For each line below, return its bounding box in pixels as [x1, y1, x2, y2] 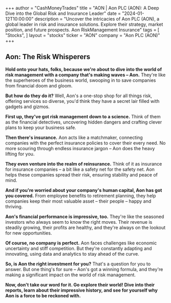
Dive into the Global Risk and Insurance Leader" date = [5, 10, 121, 16]
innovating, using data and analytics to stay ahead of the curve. [5, 251, 139, 257]
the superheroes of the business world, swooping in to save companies [5, 77, 156, 83]
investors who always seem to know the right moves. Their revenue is [5, 219, 153, 225]
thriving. [5, 203, 23, 209]
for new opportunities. [5, 229, 52, 236]
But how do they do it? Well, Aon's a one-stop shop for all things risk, [5, 93, 153, 99]
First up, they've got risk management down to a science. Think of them [5, 113, 161, 119]
